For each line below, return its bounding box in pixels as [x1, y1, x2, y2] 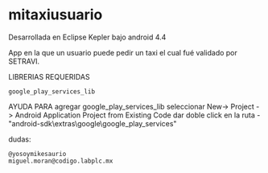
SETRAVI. [8, 56, 40, 66]
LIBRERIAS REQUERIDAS [8, 72, 90, 81]
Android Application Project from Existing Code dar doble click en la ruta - [14, 110, 261, 120]
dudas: [8, 134, 31, 144]
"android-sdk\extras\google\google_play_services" [8, 118, 177, 128]
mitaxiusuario [8, 6, 103, 24]
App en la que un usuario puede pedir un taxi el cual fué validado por [8, 47, 237, 57]
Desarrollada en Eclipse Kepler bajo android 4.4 [8, 32, 167, 42]
